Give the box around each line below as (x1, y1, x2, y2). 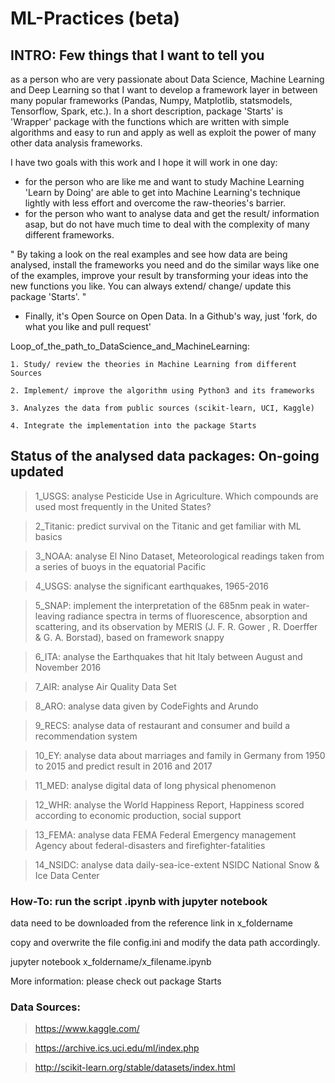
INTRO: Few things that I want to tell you (10, 47, 265, 64)
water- (282, 599, 310, 611)
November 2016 (34, 661, 102, 673)
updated (10, 463, 64, 481)
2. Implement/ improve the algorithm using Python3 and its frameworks (10, 386, 315, 396)
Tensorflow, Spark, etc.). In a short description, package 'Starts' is (10, 105, 283, 117)
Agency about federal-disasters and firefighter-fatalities (34, 839, 266, 851)
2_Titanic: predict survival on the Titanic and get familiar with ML (34, 520, 302, 532)
